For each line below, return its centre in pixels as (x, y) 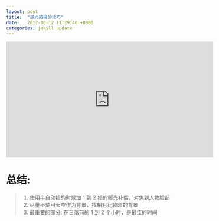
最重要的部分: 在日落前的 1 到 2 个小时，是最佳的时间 (93, 212)
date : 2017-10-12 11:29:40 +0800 (50, 22)
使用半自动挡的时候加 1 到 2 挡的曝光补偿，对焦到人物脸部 (99, 197)
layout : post (22, 11)
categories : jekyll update (39, 28)
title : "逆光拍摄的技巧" (35, 17)
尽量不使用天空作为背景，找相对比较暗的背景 (84, 205)
